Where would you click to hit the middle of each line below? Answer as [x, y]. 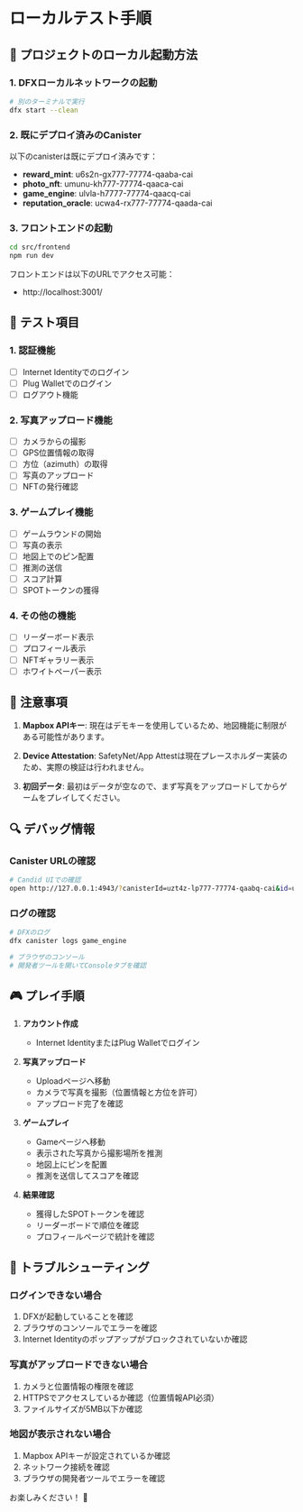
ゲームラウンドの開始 [62, 534]
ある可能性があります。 [66, 737]
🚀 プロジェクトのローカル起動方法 [104, 55]
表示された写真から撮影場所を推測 [99, 1153]
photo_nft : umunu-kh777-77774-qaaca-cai [103, 183]
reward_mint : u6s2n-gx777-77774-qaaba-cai [108, 174]
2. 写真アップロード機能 [61, 420]
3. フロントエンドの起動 [61, 228]
